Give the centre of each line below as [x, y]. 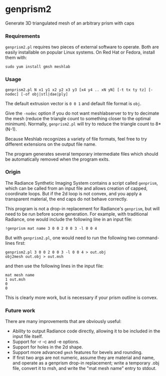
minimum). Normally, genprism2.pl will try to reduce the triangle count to [80, 124]
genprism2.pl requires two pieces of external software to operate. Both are [82, 47]
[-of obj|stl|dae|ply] [44, 94]
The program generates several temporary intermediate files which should [82, 154]
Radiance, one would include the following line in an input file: [69, 219]
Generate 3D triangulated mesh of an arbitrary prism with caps [70, 23]
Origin [13, 172]
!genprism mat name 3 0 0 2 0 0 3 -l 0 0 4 [51, 228]
